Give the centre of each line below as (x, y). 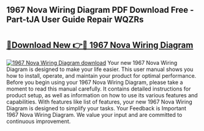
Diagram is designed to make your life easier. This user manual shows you (100, 69)
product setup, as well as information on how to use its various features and (102, 95)
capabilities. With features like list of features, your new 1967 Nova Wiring (99, 102)
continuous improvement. (39, 121)
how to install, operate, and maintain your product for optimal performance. (101, 76)
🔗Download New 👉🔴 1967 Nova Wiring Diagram (100, 45)
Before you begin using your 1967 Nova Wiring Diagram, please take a (95, 82)
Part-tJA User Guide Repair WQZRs (75, 20)
